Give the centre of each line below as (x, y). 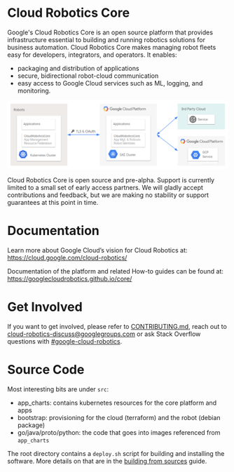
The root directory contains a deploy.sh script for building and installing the (116, 453)
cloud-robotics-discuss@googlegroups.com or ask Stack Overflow (104, 334)
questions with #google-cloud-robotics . (65, 341)
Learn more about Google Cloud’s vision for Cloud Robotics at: (97, 250)
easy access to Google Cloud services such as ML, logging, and (110, 83)
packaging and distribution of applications (78, 68)
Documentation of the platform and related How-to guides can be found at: (116, 271)
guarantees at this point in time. (53, 202)
